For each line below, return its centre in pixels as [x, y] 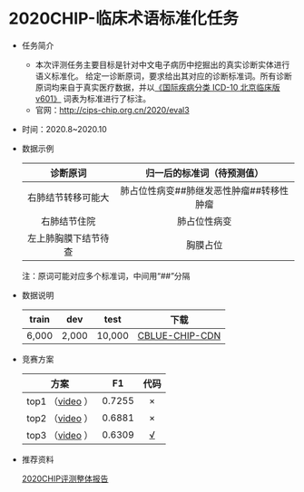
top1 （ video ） [59, 401]
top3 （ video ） [59, 435]
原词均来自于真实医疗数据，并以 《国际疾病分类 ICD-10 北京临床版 [157, 87]
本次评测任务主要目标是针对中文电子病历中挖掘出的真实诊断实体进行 [162, 64]
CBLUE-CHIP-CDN [179, 335]
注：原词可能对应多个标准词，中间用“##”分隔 [106, 275]
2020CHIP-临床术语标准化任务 [124, 19]
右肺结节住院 [69, 221]
